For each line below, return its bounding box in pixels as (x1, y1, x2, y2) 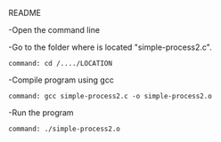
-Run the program (8, 107, 74, 118)
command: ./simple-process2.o (8, 124, 121, 133)
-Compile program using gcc (8, 75, 115, 85)
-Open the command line (8, 25, 100, 35)
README (8, 8, 42, 18)
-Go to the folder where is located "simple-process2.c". (8, 42, 212, 52)
